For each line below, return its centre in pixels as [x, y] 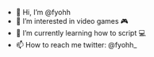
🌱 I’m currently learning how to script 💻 [81, 33]
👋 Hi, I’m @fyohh [43, 12]
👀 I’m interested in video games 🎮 [72, 21]
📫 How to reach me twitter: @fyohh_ [76, 45]
